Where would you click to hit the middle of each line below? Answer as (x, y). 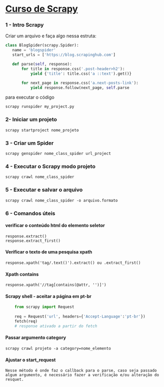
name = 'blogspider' (34, 50)
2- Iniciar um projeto (31, 120)
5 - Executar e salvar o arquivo (44, 190)
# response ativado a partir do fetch (56, 326)
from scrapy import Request (44, 307)
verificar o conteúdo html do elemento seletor (55, 225)
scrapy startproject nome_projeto (42, 130)
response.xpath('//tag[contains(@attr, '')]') (56, 285)
